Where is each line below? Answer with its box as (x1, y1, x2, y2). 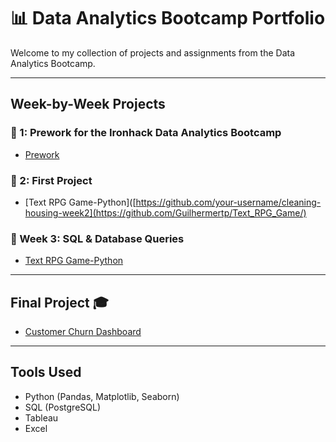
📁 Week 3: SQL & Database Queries (10, 231, 185, 245)
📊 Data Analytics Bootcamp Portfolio (10, 7, 326, 30)
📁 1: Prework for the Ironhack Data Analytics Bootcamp (10, 126, 282, 140)
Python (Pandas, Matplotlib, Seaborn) (24, 390, 180, 402)
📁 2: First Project (10, 173, 93, 187)
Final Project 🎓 (10, 294, 109, 311)
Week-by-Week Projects (10, 96, 166, 113)
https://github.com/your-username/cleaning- (135, 196, 322, 208)
